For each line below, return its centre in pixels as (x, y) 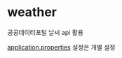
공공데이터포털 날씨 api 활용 (46, 32)
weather (32, 12)
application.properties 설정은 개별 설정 (61, 47)
